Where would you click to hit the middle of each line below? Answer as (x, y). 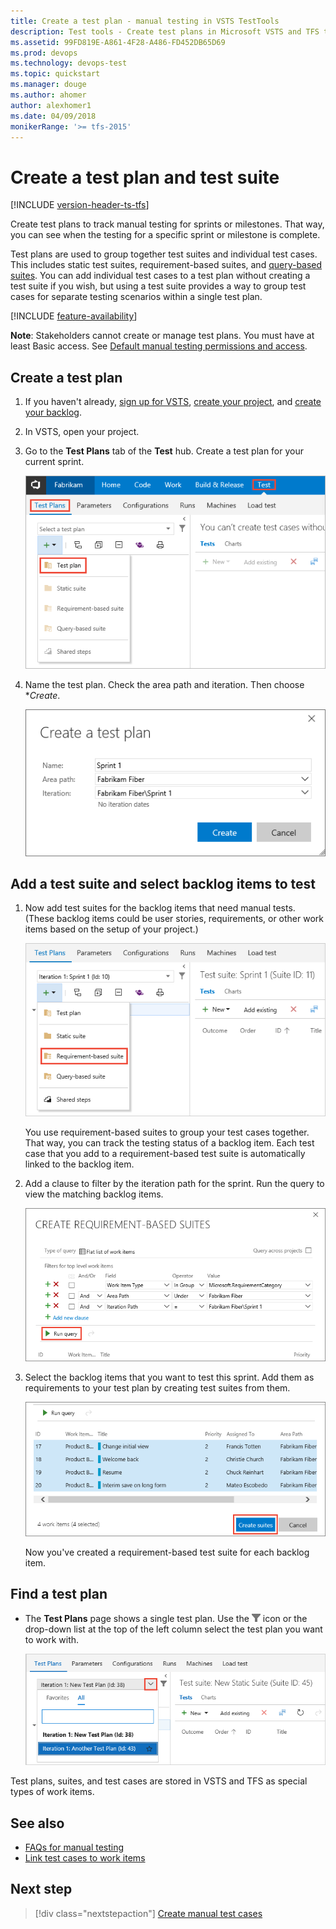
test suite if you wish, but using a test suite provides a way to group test (158, 286)
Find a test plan (59, 1594)
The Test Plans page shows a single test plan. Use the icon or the (166, 1618)
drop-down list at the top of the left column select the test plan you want (173, 1629)
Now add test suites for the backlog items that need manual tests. (160, 908)
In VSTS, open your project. (82, 432)
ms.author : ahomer (48, 95)
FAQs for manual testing (74, 1847)
